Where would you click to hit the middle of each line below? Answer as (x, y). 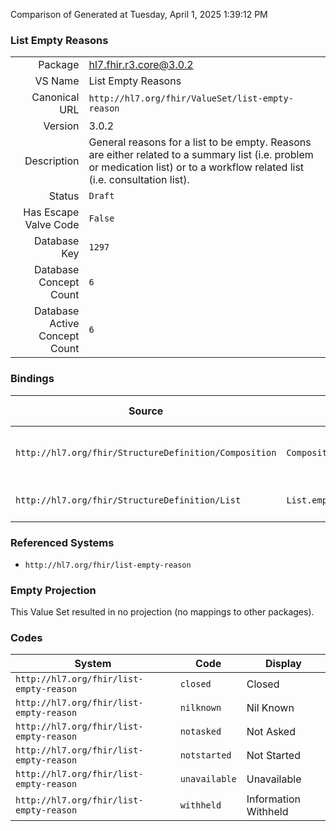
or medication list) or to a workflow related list (196, 167)
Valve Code (52, 225)
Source (146, 411)
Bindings (32, 379)
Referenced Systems (62, 542)
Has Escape (51, 212)
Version (61, 126)
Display (283, 664)
